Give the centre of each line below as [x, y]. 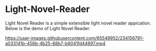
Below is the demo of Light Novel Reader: [48, 28]
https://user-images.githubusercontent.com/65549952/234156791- [74, 38]
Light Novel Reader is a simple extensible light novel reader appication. [78, 23]
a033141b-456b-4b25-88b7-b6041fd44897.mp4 [55, 43]
